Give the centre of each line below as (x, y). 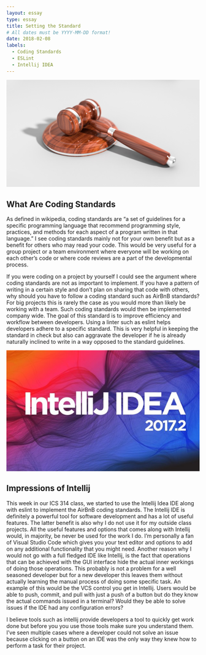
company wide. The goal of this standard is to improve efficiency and (94, 316)
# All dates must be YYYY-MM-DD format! (59, 33)
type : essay (21, 19)
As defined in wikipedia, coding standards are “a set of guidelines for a (96, 219)
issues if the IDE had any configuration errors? (65, 607)
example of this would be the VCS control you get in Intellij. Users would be (101, 588)
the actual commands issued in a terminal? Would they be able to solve (96, 601)
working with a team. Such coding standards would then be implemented (99, 309)
